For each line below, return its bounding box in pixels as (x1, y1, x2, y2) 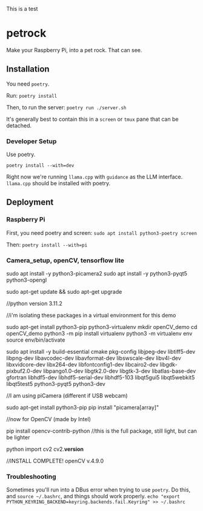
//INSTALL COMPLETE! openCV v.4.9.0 (6, 458, 104, 465)
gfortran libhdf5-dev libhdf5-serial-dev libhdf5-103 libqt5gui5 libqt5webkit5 (6, 374, 195, 381)
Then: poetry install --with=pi (6, 241, 88, 248)
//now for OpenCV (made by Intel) (6, 416, 91, 423)
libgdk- (159, 361, 178, 368)
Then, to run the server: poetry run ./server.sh (6, 103, 127, 111)
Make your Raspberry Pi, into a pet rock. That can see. (6, 46, 142, 53)
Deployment (6, 197, 54, 208)
